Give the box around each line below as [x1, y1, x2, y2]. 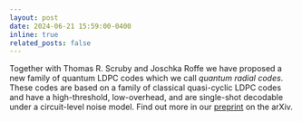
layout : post [9, 13, 59, 23]
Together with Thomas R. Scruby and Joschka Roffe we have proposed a [9, 63, 283, 74]
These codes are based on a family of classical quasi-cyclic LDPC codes [9, 82, 282, 93]
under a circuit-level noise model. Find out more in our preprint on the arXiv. [9, 101, 293, 113]
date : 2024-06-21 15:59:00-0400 [9, 22, 132, 31]
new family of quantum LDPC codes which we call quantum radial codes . [9, 73, 284, 84]
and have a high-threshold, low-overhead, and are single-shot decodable [9, 92, 284, 103]
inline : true [9, 30, 59, 39]
